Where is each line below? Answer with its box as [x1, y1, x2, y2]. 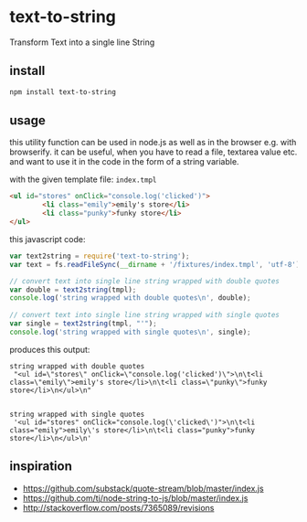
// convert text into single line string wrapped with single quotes [9, 311, 281, 320]
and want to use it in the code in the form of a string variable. [9, 156, 239, 167]
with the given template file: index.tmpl [9, 174, 157, 185]
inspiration [9, 459, 73, 474]
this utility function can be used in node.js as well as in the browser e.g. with [9, 137, 297, 148]
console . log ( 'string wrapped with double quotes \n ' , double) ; [9, 293, 251, 303]
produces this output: [9, 344, 90, 355]
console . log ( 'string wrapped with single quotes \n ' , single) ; [9, 327, 251, 336]
